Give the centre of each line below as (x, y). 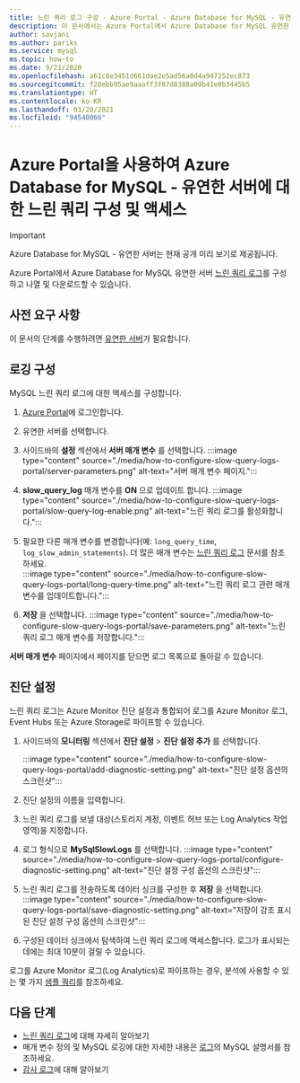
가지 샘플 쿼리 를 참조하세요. (76, 982)
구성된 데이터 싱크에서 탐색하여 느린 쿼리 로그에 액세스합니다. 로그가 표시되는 (156, 940)
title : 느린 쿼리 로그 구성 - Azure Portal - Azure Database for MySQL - (142, 18)
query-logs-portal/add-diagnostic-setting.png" (109, 770)
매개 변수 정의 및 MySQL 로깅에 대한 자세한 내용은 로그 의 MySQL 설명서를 (152, 1047)
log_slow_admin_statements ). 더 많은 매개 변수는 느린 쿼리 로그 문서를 (145, 552)
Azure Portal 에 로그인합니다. (73, 412)
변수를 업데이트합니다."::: (66, 595)
